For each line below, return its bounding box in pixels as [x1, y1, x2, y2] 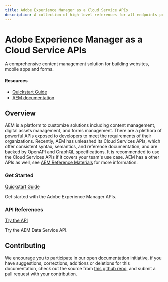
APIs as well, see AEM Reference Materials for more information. [5, 159, 138, 166]
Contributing [5, 242, 46, 250]
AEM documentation [12, 94, 55, 101]
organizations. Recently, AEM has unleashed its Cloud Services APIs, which [5, 138, 161, 144]
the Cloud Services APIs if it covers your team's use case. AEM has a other [5, 154, 160, 160]
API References [5, 206, 44, 213]
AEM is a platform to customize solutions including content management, [5, 122, 156, 128]
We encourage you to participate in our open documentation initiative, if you [5, 255, 162, 261]
